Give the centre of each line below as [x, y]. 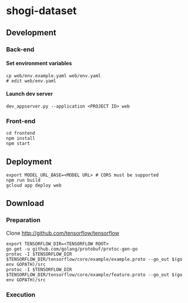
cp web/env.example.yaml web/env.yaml [53, 76]
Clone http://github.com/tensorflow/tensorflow [63, 233]
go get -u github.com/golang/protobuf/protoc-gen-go [72, 249]
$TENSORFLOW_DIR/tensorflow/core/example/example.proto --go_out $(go [94, 259]
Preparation [23, 220]
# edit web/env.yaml [31, 81]
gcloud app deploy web [34, 186]
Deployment [29, 162]
